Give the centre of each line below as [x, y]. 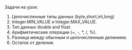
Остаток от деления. [33, 43]
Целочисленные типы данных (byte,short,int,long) [63, 16]
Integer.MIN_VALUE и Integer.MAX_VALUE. [54, 22]
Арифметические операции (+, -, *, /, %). [54, 32]
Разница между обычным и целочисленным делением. [69, 37]
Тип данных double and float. [41, 27]
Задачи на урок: [21, 7]
